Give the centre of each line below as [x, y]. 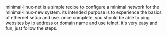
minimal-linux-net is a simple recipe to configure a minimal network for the [82, 7]
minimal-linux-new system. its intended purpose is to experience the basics [83, 12]
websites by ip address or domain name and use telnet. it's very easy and [81, 23]
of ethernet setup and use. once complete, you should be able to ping [77, 18]
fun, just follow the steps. [31, 28]
